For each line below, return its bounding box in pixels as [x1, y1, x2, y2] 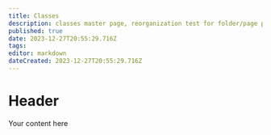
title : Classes [8, 11, 60, 20]
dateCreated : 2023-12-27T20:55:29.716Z [8, 57, 143, 65]
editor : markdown [8, 49, 67, 57]
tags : [8, 42, 27, 50]
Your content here [8, 118, 69, 128]
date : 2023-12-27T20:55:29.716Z [8, 34, 117, 43]
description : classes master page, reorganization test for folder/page [8, 19, 258, 27]
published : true [8, 27, 63, 35]
